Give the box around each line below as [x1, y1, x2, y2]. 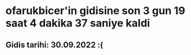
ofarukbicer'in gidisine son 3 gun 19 [5, 4, 186, 18]
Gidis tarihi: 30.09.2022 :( [5, 40, 103, 50]
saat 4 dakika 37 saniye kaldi [5, 16, 150, 30]
